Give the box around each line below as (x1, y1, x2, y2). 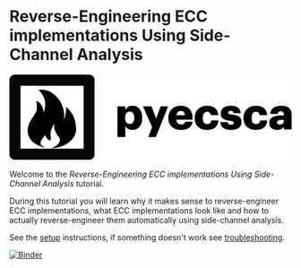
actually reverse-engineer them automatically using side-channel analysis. (9, 215, 284, 226)
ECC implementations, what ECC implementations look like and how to (9, 205, 270, 216)
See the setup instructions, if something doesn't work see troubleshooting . (9, 232, 285, 243)
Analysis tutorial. (42, 178, 105, 189)
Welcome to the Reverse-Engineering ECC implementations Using (9, 169, 253, 180)
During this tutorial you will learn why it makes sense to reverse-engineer (9, 195, 279, 207)
